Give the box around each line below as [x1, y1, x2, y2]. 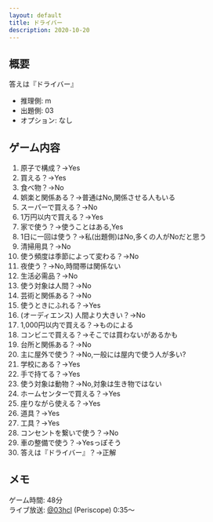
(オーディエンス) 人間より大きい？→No [20, 311, 146, 319]
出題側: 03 [20, 106, 54, 115]
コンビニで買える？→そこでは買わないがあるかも [20, 330, 179, 339]
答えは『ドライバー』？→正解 [20, 448, 117, 457]
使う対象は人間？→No [20, 281, 92, 290]
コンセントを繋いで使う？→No [20, 429, 119, 437]
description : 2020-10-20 [9, 26, 90, 34]
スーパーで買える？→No [20, 203, 98, 212]
